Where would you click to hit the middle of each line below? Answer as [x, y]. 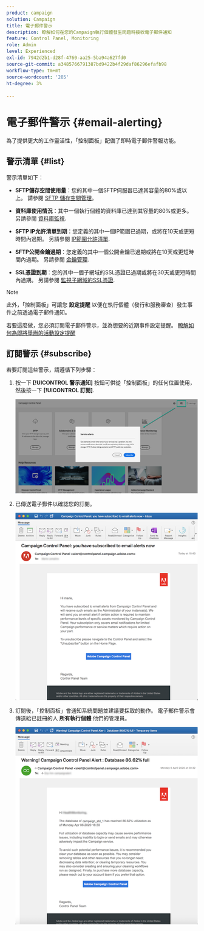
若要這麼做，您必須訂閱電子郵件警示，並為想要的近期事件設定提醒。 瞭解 [97, 325]
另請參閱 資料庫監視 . [41, 218]
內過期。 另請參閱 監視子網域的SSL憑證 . [65, 280]
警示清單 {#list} [36, 161]
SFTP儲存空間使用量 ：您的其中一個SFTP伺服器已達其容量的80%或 [98, 190]
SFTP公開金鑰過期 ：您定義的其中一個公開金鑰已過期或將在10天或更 [99, 252]
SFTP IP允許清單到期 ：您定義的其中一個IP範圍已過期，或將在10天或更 [102, 231]
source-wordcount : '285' [38, 77]
